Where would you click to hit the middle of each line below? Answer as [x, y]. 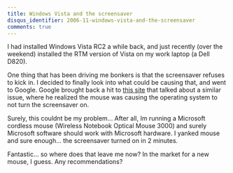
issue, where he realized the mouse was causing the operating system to [113, 97]
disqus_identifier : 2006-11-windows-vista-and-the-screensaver [101, 20]
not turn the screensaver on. [48, 105]
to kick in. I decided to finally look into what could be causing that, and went [116, 83]
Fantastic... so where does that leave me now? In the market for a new [108, 154]
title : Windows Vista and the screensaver [70, 14]
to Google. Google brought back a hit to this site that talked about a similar [114, 90]
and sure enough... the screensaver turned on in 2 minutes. [93, 141]
